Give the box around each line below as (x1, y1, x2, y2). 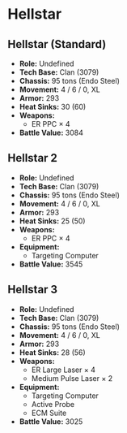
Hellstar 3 (7, 283, 58, 297)
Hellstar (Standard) (7, 37, 107, 51)
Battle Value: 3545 (19, 259, 83, 269)
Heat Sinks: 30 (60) (19, 102, 87, 111)
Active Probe (31, 399, 75, 409)
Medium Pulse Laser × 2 (31, 373, 113, 383)
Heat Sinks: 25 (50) (19, 216, 86, 226)
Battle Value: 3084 (19, 128, 84, 137)
